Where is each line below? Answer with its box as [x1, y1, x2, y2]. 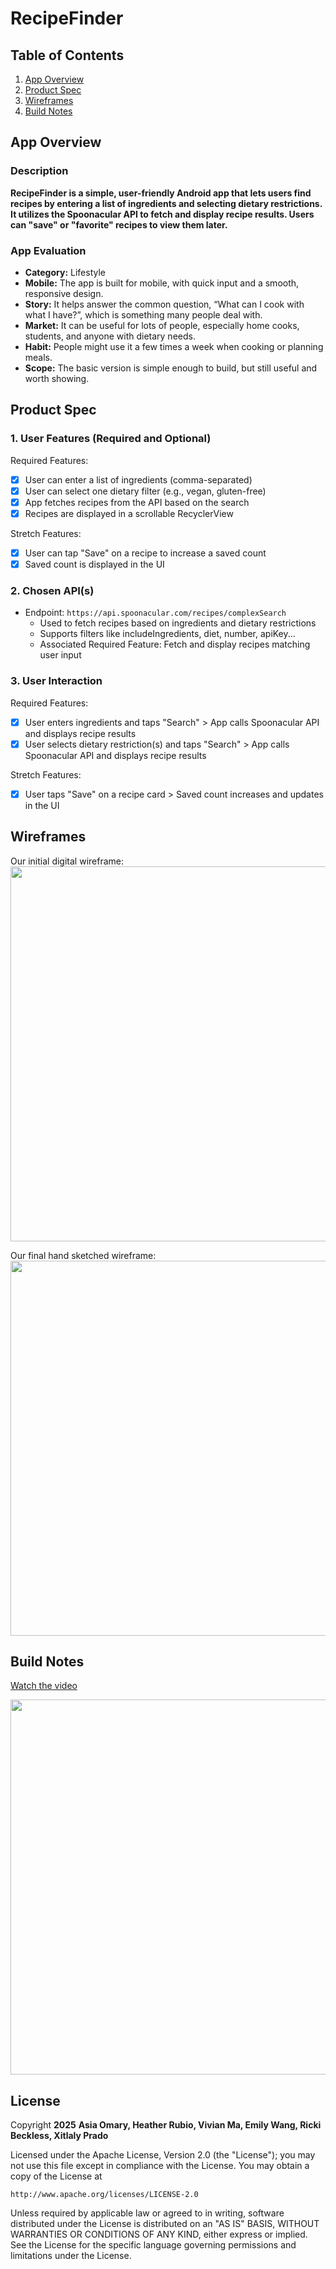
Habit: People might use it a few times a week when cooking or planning [24, 340, 324, 352]
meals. [24, 351, 53, 363]
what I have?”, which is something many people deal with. [24, 308, 263, 321]
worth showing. [24, 372, 90, 384]
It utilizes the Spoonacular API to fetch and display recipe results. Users [10, 208, 315, 220]
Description [10, 164, 69, 178]
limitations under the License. [10, 2250, 132, 2262]
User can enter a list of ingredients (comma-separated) [24, 473, 253, 486]
